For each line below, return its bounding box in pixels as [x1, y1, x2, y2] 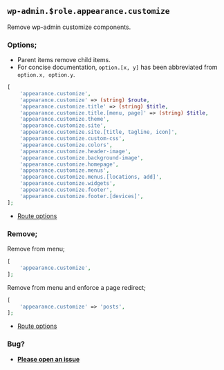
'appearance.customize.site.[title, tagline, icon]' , [19, 128, 178, 136]
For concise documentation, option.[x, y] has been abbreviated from [17, 63, 218, 72]
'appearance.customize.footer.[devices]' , [19, 193, 144, 199]
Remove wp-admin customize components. [7, 23, 131, 31]
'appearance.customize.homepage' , [19, 161, 119, 168]
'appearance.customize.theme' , [19, 116, 110, 123]
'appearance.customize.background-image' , [19, 154, 144, 162]
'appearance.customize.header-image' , [19, 148, 131, 155]
